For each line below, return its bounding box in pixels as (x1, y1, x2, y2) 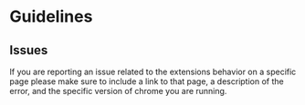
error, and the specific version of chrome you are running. (9, 86, 227, 96)
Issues (9, 43, 48, 58)
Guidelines (9, 6, 93, 27)
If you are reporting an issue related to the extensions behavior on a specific (9, 66, 297, 77)
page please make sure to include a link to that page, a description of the (9, 76, 285, 87)
